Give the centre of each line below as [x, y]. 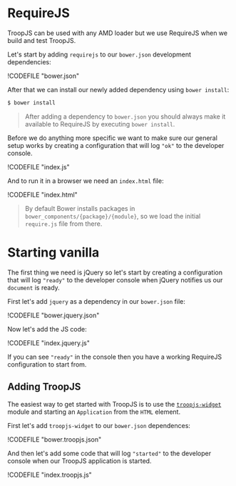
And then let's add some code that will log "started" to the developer [109, 453]
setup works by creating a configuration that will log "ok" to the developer [116, 145]
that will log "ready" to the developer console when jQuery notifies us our [115, 279]
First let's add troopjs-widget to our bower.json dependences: [99, 425]
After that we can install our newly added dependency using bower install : [118, 89]
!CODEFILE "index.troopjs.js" [50, 475]
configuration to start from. [47, 364]
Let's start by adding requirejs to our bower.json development [99, 54]
